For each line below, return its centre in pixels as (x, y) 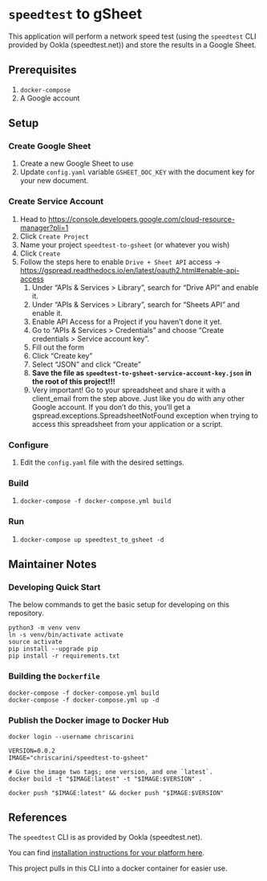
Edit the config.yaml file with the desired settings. (102, 462)
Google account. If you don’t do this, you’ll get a (111, 407)
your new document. (54, 181)
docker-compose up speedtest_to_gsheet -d (92, 539)
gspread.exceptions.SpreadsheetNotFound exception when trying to (145, 416)
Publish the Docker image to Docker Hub (89, 720)
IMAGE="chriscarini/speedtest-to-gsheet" (79, 758)
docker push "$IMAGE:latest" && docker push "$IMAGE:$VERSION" (116, 793)
